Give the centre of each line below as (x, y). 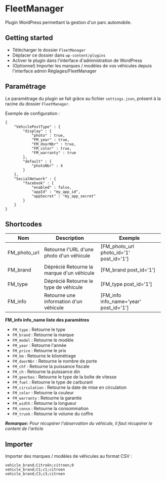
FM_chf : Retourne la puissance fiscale (51, 367)
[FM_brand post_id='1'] (128, 270)
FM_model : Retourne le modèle (43, 340)
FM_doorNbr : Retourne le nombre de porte (55, 361)
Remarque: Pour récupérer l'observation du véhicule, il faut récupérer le (79, 424)
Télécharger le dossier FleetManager (49, 50)
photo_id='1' (115, 253)
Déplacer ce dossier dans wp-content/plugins (59, 55)
